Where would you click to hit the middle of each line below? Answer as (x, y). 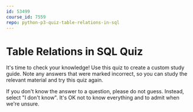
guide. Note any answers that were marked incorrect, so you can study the (97, 74)
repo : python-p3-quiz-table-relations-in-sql (63, 22)
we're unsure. (23, 104)
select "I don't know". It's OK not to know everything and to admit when (93, 98)
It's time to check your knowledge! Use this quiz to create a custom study (95, 67)
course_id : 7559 (26, 17)
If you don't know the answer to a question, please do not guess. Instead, (95, 91)
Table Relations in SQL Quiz (74, 51)
